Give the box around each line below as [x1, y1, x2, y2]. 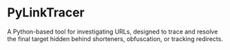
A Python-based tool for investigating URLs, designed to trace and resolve [7, 27, 218, 36]
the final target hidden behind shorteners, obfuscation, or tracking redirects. [7, 34, 224, 42]
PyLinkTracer [7, 5, 85, 21]
